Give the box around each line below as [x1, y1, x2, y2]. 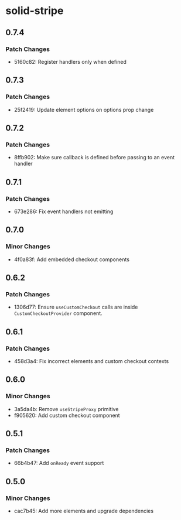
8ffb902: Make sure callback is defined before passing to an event [13, 154, 175, 161]
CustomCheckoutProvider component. [13, 310, 103, 317]
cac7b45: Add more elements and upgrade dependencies [13, 508, 153, 515]
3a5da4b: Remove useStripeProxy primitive [13, 405, 119, 412]
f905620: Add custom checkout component [13, 412, 121, 419]
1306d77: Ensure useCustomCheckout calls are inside [13, 303, 138, 311]
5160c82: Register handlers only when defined [13, 58, 127, 65]
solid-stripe [5, 4, 64, 18]
